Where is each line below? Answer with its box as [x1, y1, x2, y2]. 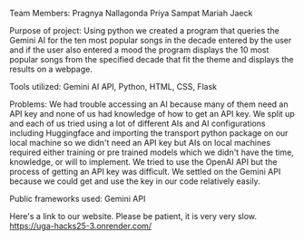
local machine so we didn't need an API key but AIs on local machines [9, 138, 270, 148]
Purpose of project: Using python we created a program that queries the [9, 25, 279, 35]
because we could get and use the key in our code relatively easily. [9, 176, 260, 187]
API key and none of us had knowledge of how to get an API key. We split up [9, 109, 295, 119]
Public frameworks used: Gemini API [9, 194, 146, 204]
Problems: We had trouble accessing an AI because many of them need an [9, 99, 289, 110]
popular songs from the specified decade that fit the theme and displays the [9, 54, 294, 64]
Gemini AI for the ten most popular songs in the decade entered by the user [9, 35, 292, 45]
